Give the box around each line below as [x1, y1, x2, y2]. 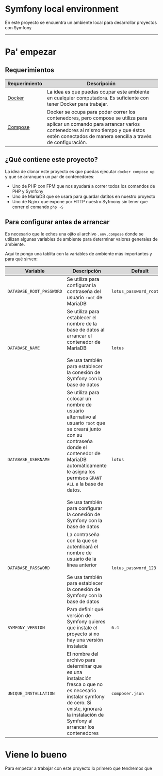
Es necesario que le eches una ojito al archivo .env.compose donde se [5, 231, 144, 237]
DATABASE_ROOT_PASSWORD [7, 289, 63, 294]
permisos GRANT [67, 474, 102, 481]
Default [131, 267, 149, 274]
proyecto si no [67, 630, 99, 637]
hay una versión [67, 636, 103, 643]
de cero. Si [67, 699, 92, 706]
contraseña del [67, 288, 101, 294]
